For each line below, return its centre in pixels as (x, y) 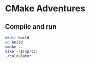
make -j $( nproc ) (22, 51)
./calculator (18, 56)
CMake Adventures (45, 9)
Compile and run (31, 27)
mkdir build (17, 38)
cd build (14, 42)
